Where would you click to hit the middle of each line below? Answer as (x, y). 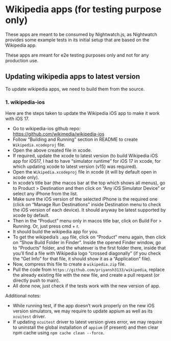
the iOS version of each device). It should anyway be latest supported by (89, 210)
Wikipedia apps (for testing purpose (83, 9)
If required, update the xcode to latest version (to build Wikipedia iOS (85, 156)
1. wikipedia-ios (25, 102)
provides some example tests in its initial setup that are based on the (77, 40)
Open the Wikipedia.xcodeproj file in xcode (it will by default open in (85, 172)
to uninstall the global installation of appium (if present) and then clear (86, 327)
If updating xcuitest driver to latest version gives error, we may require (87, 322)
